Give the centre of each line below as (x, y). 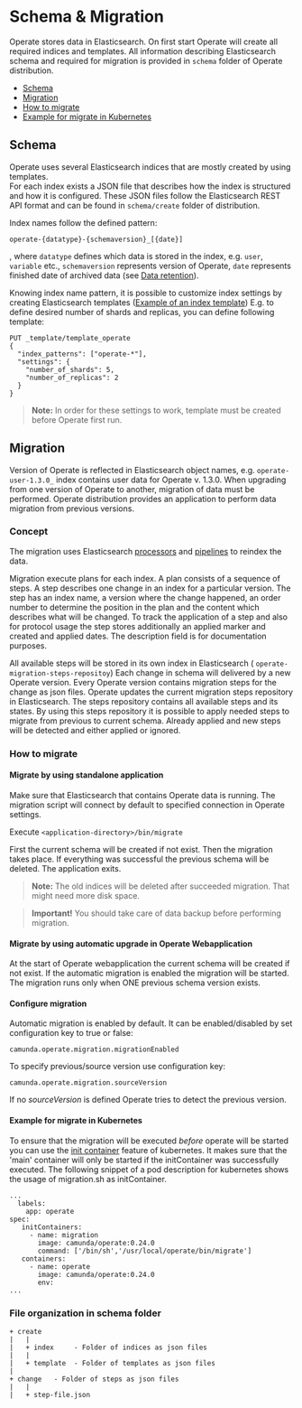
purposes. (28, 645)
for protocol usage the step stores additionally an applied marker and (137, 626)
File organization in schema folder (86, 1313)
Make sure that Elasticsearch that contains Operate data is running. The (142, 795)
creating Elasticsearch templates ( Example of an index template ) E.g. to (142, 302)
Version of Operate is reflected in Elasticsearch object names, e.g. (132, 470)
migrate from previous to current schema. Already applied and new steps (145, 721)
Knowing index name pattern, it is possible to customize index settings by (146, 293)
